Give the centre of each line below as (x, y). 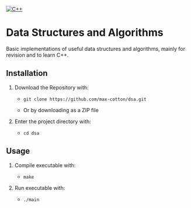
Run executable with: (40, 188)
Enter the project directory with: (53, 121)
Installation (27, 73)
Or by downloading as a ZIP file (61, 110)
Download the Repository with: (51, 87)
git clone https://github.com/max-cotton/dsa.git (85, 99)
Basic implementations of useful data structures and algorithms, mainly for (96, 48)
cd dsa (31, 133)
